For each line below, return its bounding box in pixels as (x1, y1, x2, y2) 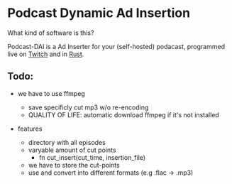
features (17, 124, 43, 133)
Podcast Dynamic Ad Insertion (7, 5, 190, 21)
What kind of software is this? (7, 28, 94, 37)
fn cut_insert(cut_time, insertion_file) (38, 153, 146, 161)
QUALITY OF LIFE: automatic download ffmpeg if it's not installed (28, 110, 220, 119)
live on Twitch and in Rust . (7, 50, 84, 58)
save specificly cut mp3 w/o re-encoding (28, 103, 149, 112)
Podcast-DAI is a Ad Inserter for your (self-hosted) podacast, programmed (7, 42, 226, 50)
